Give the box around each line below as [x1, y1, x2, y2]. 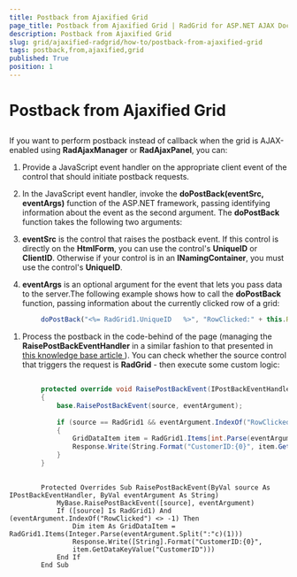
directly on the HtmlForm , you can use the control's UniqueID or [21, 243, 258, 254]
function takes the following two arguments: [21, 217, 183, 227]
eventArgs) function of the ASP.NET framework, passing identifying [21, 198, 271, 209]
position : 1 [9, 63, 53, 72]
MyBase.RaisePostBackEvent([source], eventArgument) [56, 498, 255, 507]
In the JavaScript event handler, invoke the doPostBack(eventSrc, [21, 188, 264, 199]
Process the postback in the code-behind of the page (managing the [21, 331, 272, 342]
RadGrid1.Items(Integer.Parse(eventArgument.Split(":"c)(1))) [9, 529, 243, 538]
